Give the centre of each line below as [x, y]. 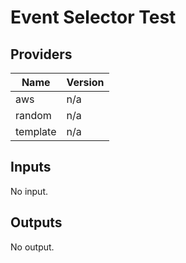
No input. [29, 191]
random [33, 115]
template [36, 131]
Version [85, 82]
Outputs [36, 222]
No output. [32, 247]
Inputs [31, 167]
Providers [41, 54]
